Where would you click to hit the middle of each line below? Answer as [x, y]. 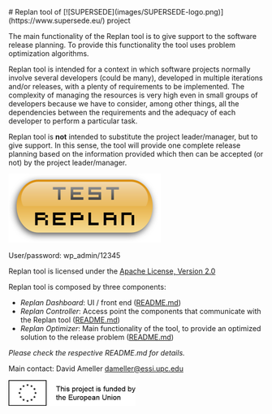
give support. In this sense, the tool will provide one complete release [125, 145]
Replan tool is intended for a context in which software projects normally [130, 69]
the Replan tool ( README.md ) [70, 320]
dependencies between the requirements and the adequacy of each [122, 112]
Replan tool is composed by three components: [87, 287]
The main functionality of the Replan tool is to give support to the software [133, 36]
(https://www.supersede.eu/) [57, 20]
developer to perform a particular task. [73, 121]
